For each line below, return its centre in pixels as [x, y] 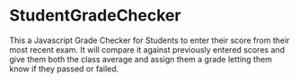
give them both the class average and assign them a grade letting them [141, 59]
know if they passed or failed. [64, 69]
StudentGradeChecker [95, 16]
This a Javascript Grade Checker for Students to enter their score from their [149, 40]
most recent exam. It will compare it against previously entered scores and [147, 49]
